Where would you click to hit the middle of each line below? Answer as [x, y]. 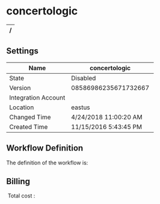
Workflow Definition [45, 148]
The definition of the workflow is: [47, 163]
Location [22, 107]
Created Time [29, 127]
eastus [81, 107]
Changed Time [30, 117]
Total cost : [21, 196]
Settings [23, 51]
